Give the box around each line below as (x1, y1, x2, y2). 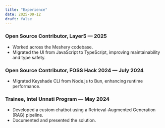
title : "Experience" (5, 7, 48, 12)
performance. (12, 83, 41, 89)
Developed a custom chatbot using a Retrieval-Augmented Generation (12, 107, 156, 113)
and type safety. (12, 54, 46, 60)
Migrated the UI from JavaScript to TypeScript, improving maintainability (12, 49, 160, 55)
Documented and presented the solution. (12, 117, 96, 124)
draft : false (5, 16, 32, 21)
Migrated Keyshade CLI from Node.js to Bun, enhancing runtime (12, 78, 143, 84)
